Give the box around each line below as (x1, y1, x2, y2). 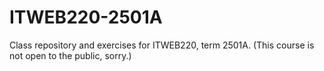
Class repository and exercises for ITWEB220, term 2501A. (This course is (9, 39, 315, 51)
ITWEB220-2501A (9, 6, 163, 29)
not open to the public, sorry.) (9, 49, 132, 61)
